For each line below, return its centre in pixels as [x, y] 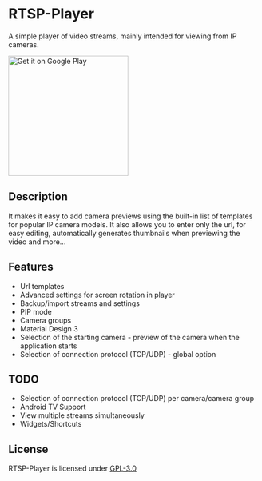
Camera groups [46, 320]
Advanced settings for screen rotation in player [97, 295]
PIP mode [36, 311]
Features [31, 267]
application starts [48, 346]
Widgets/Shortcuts [51, 424]
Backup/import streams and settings [79, 303]
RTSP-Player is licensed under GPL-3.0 [73, 468]
